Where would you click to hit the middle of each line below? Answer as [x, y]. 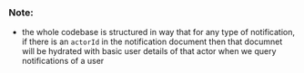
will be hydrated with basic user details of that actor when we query [149, 51]
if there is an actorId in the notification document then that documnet [152, 41]
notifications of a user [63, 61]
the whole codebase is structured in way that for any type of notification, [158, 32]
